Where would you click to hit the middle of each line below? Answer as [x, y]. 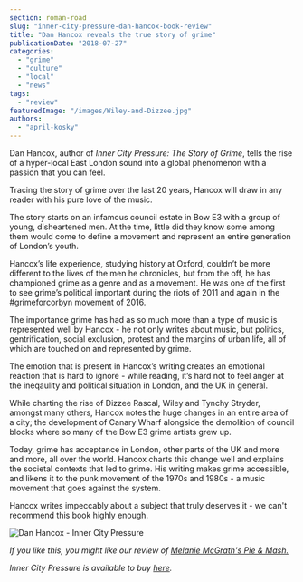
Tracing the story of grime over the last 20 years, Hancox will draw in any [146, 190]
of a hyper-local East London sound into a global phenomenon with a [138, 163]
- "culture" [40, 69]
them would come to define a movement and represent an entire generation [150, 236]
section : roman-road [48, 18]
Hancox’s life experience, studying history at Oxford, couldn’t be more [140, 263]
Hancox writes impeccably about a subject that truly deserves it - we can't [148, 505]
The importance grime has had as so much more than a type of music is [143, 320]
